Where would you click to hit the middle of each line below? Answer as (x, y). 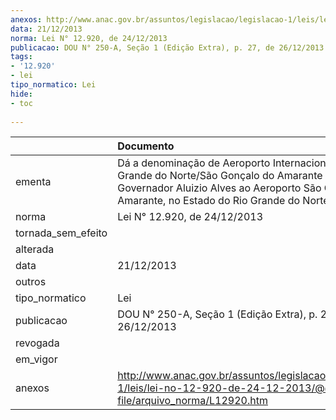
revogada (37, 343)
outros (31, 282)
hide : (21, 94)
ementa (33, 182)
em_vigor (36, 359)
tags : (21, 57)
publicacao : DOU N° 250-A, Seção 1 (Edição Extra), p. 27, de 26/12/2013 (167, 47)
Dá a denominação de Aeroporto (194, 163)
